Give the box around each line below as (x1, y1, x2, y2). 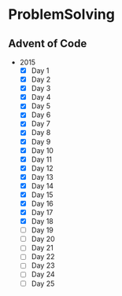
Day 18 (31, 217, 54, 226)
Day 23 (31, 261, 55, 270)
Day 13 (31, 172, 54, 181)
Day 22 (31, 252, 55, 261)
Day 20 (31, 234, 55, 244)
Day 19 (31, 225, 54, 235)
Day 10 (31, 145, 54, 155)
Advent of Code (8, 37, 87, 50)
